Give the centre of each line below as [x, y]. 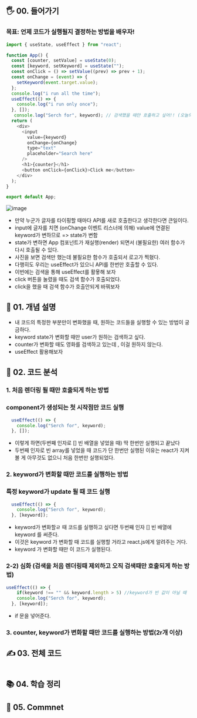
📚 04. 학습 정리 [33, 684]
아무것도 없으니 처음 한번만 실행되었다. [71, 458]
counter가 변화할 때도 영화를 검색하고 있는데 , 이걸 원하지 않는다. [89, 344]
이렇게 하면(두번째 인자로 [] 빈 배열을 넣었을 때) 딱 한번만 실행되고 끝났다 [97, 443]
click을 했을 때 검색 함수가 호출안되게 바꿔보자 [67, 287]
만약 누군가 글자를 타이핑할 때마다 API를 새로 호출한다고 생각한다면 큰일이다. [101, 221]
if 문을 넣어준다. [33, 616]
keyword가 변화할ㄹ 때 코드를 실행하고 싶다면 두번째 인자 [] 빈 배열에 [93, 527]
